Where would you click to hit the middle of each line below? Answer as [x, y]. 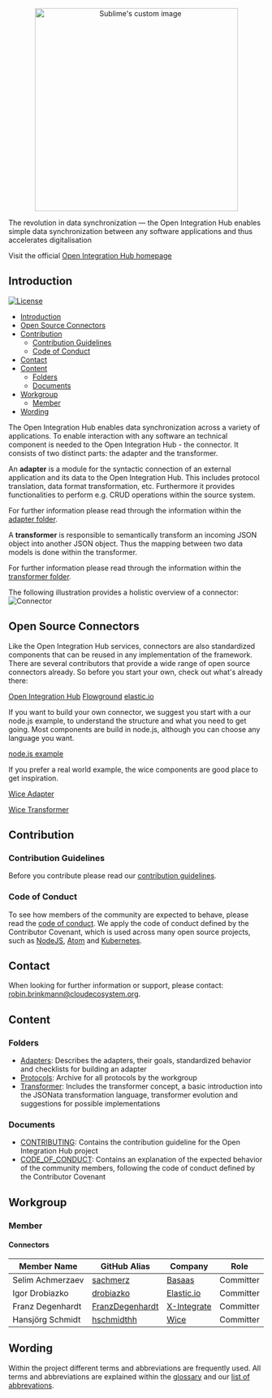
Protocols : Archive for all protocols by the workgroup [108, 1078]
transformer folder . [40, 576]
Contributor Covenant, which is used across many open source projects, [130, 932]
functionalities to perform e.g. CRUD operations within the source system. [132, 495]
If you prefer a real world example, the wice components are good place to [133, 769]
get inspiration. [34, 778]
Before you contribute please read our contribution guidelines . [112, 876]
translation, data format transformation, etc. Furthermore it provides [122, 486]
